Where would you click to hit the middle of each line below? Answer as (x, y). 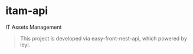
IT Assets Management (34, 27)
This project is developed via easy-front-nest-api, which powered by (103, 38)
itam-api (27, 11)
